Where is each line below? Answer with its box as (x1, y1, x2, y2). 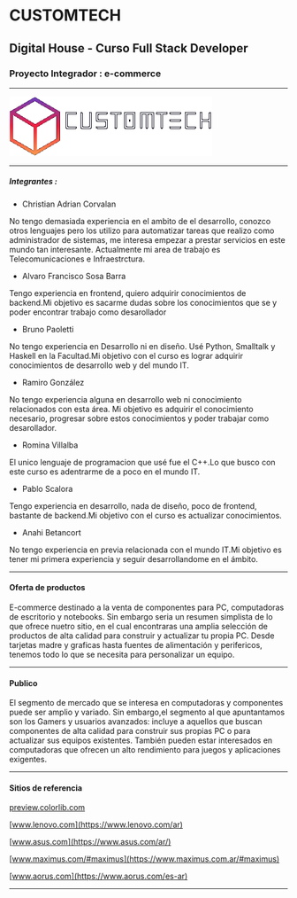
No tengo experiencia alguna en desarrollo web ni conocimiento (9, 394, 242, 404)
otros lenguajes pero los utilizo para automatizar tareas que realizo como (9, 225, 275, 236)
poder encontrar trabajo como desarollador (9, 307, 167, 317)
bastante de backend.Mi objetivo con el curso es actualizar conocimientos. (9, 510, 283, 520)
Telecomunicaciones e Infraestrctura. (9, 254, 146, 264)
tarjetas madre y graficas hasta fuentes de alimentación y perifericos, (9, 640, 263, 651)
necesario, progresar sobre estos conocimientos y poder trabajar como (9, 413, 270, 424)
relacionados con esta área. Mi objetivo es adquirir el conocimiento (9, 403, 254, 414)
